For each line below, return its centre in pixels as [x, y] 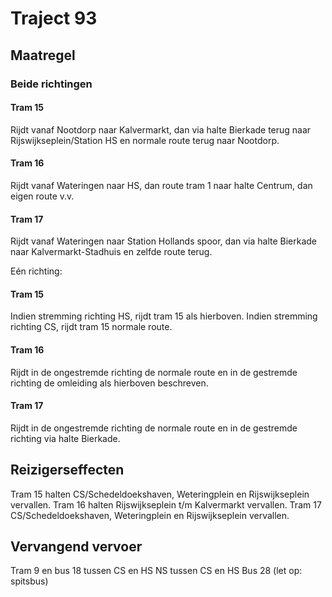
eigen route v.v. [42, 196]
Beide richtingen [51, 84]
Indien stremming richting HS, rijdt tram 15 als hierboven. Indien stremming [164, 316]
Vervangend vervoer [76, 546]
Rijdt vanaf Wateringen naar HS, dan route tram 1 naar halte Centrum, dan [161, 185]
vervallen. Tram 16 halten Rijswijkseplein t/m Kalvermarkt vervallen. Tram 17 [166, 504]
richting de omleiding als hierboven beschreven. [109, 383]
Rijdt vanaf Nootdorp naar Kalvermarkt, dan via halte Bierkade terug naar [161, 129]
